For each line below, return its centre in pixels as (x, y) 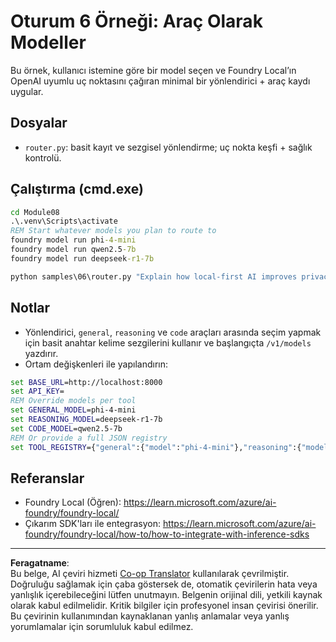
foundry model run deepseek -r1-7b (82, 258)
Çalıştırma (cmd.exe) (77, 189)
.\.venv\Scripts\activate (64, 221)
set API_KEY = (37, 391)
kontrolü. (43, 157)
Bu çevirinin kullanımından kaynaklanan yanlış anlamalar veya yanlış (150, 616)
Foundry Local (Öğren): (73, 502)
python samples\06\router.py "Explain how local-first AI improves (154, 276)
